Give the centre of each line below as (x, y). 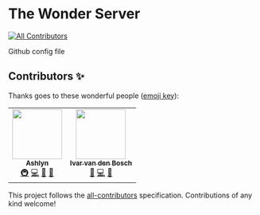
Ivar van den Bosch (101, 163)
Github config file (37, 51)
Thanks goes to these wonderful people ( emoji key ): (94, 96)
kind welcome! (32, 203)
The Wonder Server (74, 14)
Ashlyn (37, 163)
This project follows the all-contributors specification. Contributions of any (130, 195)
